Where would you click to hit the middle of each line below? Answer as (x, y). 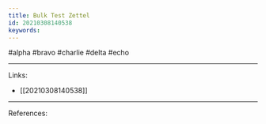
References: (28, 113)
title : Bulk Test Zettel (49, 15)
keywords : (25, 30)
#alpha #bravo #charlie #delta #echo (68, 53)
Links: (18, 75)
